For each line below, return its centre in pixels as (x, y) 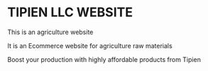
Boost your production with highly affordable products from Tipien (104, 59)
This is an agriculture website (50, 32)
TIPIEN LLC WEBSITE (70, 12)
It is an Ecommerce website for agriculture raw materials (90, 45)
